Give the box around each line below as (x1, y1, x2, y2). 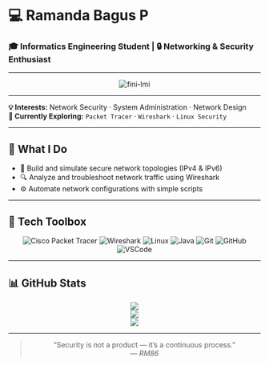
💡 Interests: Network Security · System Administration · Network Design (8, 102, 247, 112)
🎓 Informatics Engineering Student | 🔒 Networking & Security (8, 41, 255, 52)
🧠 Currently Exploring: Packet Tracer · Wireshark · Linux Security (8, 111, 227, 121)
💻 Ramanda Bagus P (8, 6, 150, 25)
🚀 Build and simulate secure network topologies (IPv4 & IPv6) (19, 163, 223, 173)
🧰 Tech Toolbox (8, 215, 86, 228)
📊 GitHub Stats (8, 276, 86, 290)
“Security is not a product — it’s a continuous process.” (53, 339, 236, 349)
